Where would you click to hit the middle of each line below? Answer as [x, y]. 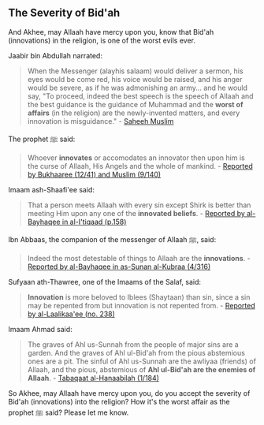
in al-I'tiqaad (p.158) [94, 222]
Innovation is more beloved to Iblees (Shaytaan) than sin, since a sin [139, 297]
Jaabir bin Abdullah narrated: [55, 55]
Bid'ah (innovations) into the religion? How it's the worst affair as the [119, 401]
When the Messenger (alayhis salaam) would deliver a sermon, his [135, 71]
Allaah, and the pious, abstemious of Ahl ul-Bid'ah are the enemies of [141, 369]
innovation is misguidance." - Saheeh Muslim [100, 121]
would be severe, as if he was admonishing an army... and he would [138, 88]
